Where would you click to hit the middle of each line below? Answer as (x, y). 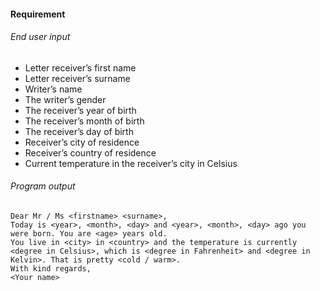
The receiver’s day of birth (79, 131)
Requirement (38, 14)
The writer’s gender (65, 99)
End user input (40, 37)
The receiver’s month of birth (84, 121)
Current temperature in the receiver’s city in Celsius (131, 163)
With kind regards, (51, 269)
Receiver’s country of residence (90, 152)
